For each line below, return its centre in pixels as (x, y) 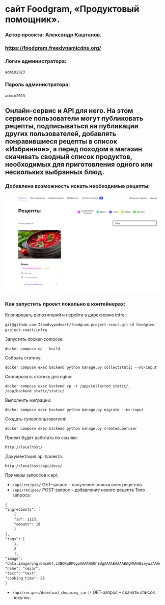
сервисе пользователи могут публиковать (74, 119)
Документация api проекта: (34, 456)
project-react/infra (26, 330)
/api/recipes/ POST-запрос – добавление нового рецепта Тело (79, 490)
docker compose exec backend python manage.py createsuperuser (71, 428)
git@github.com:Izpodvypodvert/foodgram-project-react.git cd (69, 325)
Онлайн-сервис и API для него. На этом (69, 111)
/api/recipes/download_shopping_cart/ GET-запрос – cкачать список (83, 592)
